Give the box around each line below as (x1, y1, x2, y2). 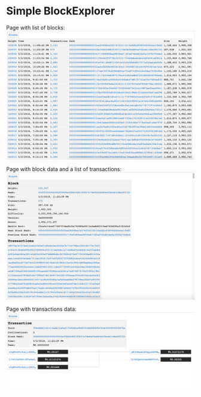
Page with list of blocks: (6, 24, 65, 31)
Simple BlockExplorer (6, 4, 115, 18)
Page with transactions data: (6, 305, 77, 313)
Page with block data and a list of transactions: (6, 165, 121, 172)
